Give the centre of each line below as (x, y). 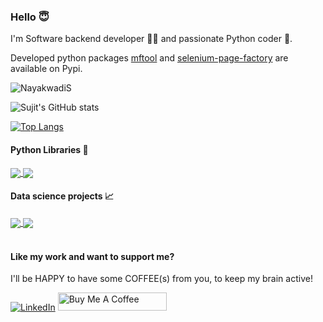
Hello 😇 (30, 17)
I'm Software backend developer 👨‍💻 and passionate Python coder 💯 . (151, 39)
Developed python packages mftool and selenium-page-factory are (149, 58)
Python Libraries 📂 (49, 149)
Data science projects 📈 (62, 196)
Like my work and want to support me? (92, 256)
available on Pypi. (46, 69)
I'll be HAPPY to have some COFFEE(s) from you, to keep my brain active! (161, 279)
